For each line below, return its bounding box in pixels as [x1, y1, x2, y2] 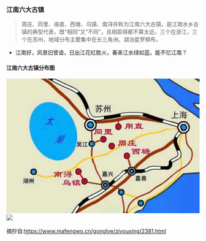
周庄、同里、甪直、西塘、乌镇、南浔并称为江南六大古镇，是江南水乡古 [21, 20, 199, 28]
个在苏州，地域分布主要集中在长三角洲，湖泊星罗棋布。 [21, 36, 161, 44]
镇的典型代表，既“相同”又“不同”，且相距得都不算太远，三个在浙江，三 [21, 28, 198, 36]
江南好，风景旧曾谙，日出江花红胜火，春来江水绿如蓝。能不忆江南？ [15, 49, 188, 56]
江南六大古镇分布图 [6, 64, 55, 71]
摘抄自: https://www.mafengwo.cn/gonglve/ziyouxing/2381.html [6, 227, 167, 234]
